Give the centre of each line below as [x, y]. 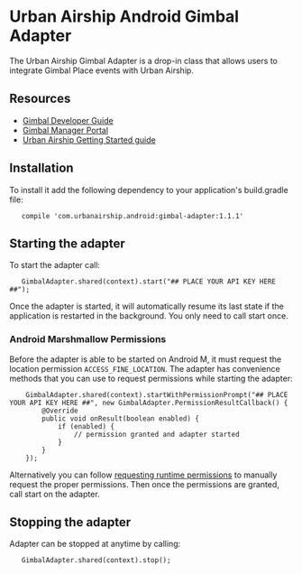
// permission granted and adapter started [157, 434]
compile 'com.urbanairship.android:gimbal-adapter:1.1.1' [133, 216]
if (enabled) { [86, 426]
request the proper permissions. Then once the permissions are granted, [144, 484]
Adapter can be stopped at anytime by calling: [95, 544]
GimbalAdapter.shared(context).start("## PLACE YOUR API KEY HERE [149, 282]
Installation [41, 168]
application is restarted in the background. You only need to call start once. [149, 316]
